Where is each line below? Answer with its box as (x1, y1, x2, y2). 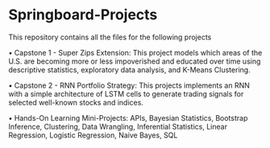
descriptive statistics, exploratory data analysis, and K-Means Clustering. (8, 64, 251, 74)
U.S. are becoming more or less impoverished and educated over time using (8, 56, 261, 66)
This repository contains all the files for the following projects (8, 32, 212, 42)
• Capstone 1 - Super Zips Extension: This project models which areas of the (8, 47, 263, 57)
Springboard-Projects (8, 6, 158, 24)
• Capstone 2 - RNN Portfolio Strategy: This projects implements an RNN (8, 80, 250, 90)
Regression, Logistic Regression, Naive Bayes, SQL (8, 130, 178, 140)
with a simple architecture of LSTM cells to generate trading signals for (8, 88, 244, 98)
